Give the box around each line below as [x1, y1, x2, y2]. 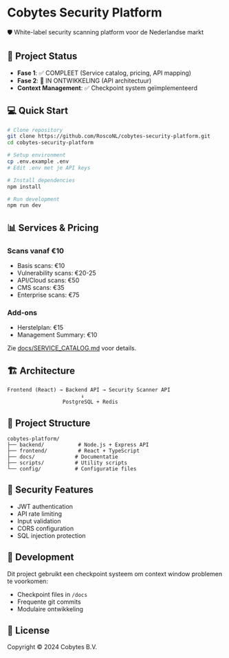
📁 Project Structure [7, 417, 91, 429]
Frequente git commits [17, 598, 81, 606]
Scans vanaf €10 [7, 246, 64, 256]
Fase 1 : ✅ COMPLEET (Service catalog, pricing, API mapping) [17, 69, 191, 77]
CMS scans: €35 [17, 284, 65, 291]
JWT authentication [17, 502, 74, 510]
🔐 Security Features [7, 484, 94, 496]
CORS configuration [17, 524, 74, 532]
